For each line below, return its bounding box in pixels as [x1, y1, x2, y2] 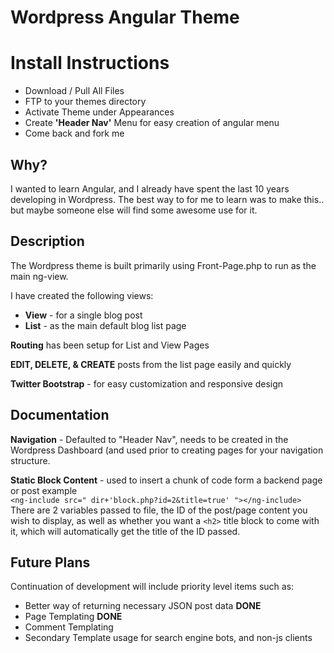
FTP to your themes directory [24, 96, 147, 108]
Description [10, 233, 85, 250]
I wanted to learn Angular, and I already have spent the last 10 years [10, 182, 290, 195]
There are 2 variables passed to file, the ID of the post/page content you [10, 504, 308, 516]
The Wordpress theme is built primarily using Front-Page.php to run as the [10, 259, 317, 271]
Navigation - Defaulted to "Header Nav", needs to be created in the [10, 433, 289, 445]
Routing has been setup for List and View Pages [10, 339, 210, 351]
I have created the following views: [10, 289, 154, 301]
